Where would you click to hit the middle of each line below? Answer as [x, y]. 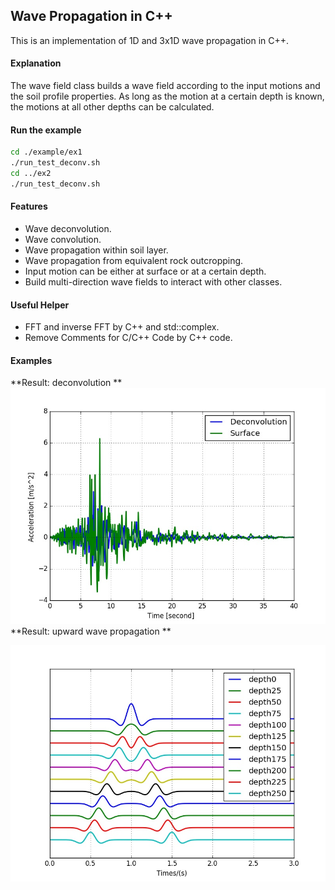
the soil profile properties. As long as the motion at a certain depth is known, [167, 96]
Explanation [36, 63]
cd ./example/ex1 [46, 152]
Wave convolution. [63, 239]
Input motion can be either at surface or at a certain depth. [145, 271]
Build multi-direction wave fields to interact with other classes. [153, 281]
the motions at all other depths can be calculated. [112, 107]
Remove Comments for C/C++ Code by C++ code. [128, 338]
